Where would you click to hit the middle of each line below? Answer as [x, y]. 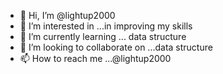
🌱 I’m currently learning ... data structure [103, 36]
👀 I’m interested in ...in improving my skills [106, 26]
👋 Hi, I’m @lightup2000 [67, 15]
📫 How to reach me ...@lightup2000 [95, 58]
